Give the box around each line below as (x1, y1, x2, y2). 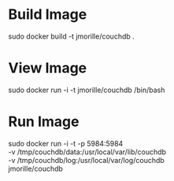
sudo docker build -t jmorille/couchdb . (8, 31, 135, 41)
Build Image (8, 6, 87, 24)
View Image (8, 59, 87, 77)
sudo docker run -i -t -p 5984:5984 (8, 139, 124, 148)
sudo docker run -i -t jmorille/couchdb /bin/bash (8, 85, 165, 94)
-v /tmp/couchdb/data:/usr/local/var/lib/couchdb (8, 147, 167, 157)
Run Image (8, 113, 80, 131)
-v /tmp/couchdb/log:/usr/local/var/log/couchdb (8, 155, 165, 164)
